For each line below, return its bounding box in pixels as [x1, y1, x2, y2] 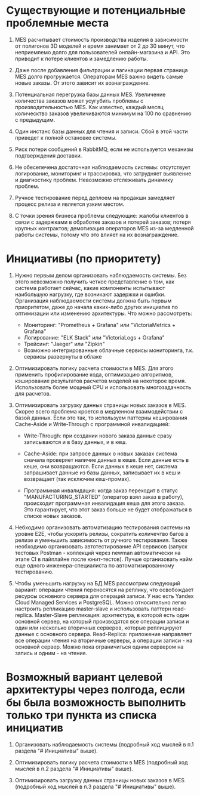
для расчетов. [14, 390, 51, 397]
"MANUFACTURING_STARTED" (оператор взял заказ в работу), [23, 493, 184, 500]
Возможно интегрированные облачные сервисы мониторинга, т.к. [23, 347, 194, 354]
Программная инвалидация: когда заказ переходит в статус [23, 487, 179, 494]
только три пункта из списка [6, 708, 157, 722]
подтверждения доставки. [14, 152, 82, 159]
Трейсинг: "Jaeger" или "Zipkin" [23, 340, 106, 347]
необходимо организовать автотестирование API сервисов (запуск [14, 542, 188, 550]
